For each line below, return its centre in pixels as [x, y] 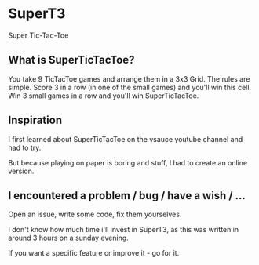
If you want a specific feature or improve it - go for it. [94, 253]
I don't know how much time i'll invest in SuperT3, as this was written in [124, 230]
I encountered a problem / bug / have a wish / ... [127, 196]
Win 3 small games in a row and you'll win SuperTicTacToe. [104, 96]
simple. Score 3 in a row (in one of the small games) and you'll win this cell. [130, 87]
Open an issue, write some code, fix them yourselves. [95, 214]
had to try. [25, 147]
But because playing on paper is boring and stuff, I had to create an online [128, 162]
